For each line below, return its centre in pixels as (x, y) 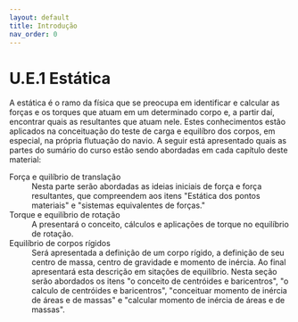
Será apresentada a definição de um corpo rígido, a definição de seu (158, 253)
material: (25, 160)
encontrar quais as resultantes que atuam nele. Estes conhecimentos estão (148, 122)
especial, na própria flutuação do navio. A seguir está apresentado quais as (148, 141)
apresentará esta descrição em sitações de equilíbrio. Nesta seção (154, 272)
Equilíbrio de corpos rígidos (60, 244)
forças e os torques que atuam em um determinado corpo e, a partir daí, (142, 112)
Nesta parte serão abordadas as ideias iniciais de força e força (147, 186)
